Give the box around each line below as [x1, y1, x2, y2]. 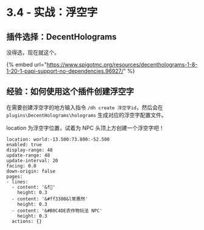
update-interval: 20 [6, 157, 59, 164]
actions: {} [12, 218, 42, 225]
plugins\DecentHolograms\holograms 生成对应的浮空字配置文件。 [6, 111, 167, 118]
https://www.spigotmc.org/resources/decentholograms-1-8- [46, 61, 198, 68]
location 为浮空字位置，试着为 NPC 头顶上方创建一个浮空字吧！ [6, 124, 165, 131]
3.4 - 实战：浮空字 [6, 5, 98, 19]
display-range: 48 [6, 147, 53, 153]
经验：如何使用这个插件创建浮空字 [6, 86, 134, 97]
